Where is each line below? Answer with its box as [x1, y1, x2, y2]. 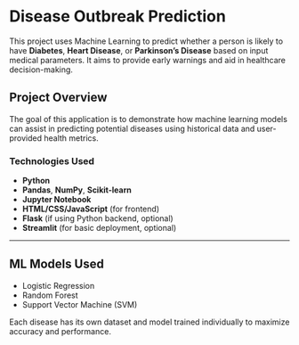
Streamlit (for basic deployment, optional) [21, 223, 177, 234]
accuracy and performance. [9, 325, 111, 336]
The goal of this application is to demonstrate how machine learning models [9, 113, 287, 124]
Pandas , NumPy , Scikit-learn [21, 185, 132, 195]
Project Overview [9, 90, 108, 105]
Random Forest [21, 290, 78, 300]
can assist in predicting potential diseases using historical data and [9, 123, 255, 134]
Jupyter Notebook [21, 194, 92, 205]
